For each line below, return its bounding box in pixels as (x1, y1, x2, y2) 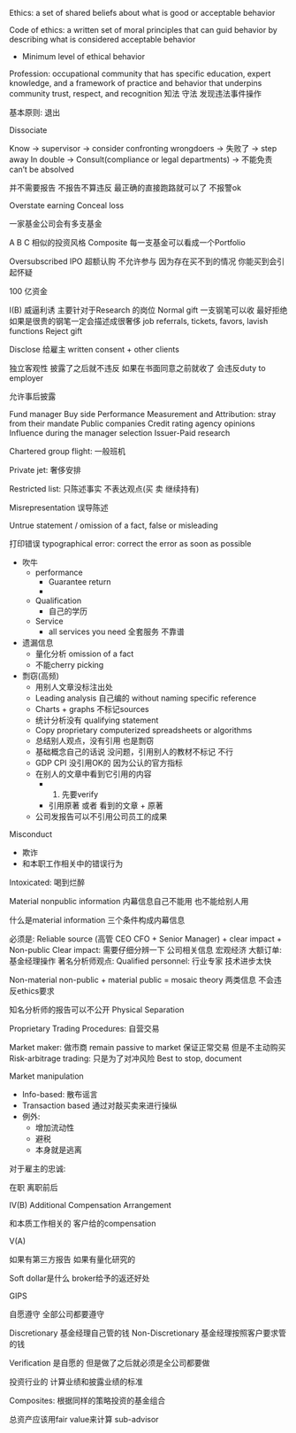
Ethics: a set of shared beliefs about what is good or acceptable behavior (9, 8, 276, 18)
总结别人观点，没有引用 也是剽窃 (34, 735, 155, 746)
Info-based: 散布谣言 (21, 1089, 99, 1099)
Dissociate (9, 125, 48, 136)
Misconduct (9, 829, 53, 840)
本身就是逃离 (34, 1144, 82, 1155)
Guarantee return (48, 577, 111, 587)
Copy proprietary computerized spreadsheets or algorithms (34, 725, 253, 735)
